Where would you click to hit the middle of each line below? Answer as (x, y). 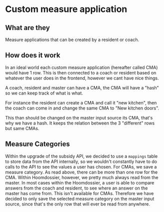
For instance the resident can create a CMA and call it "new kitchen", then (81, 102)
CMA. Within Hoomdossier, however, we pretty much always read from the (82, 177)
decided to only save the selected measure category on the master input (80, 198)
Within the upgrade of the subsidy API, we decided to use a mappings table (82, 156)
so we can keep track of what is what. (44, 93)
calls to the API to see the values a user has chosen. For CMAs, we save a (81, 166)
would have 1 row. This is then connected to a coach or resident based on (81, 72)
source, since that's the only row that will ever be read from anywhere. (78, 204)
